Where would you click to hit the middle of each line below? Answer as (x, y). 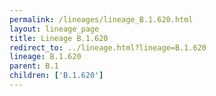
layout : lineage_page (54, 29)
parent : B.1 (34, 66)
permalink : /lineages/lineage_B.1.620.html (101, 19)
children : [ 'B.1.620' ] (56, 76)
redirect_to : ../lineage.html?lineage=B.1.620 (108, 47)
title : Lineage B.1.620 (59, 38)
